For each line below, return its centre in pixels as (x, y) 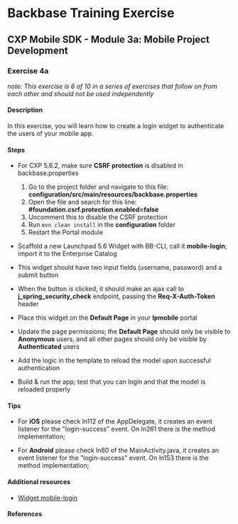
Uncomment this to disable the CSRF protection (98, 217)
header (28, 304)
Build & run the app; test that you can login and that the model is (112, 382)
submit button (38, 275)
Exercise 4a (28, 70)
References (25, 514)
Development (38, 50)
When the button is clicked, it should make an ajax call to (101, 289)
